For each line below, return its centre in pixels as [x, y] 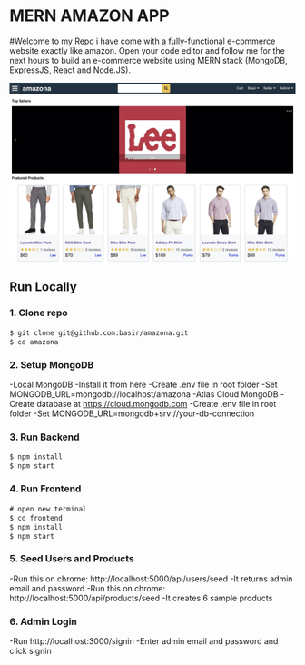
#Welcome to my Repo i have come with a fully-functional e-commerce [143, 41]
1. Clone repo [39, 313]
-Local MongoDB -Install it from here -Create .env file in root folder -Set [144, 384]
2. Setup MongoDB [52, 364]
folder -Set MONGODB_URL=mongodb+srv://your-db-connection [132, 413]
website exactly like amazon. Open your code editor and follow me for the [148, 50]
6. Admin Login [43, 621]
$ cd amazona [34, 342]
